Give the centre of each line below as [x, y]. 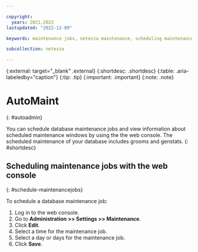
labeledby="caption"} [32, 77]
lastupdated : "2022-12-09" [39, 28]
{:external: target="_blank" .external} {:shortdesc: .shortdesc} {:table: [90, 71]
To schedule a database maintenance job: [57, 201]
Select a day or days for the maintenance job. [70, 237]
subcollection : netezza [35, 49]
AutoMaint [33, 101]
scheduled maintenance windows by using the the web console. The [89, 135]
